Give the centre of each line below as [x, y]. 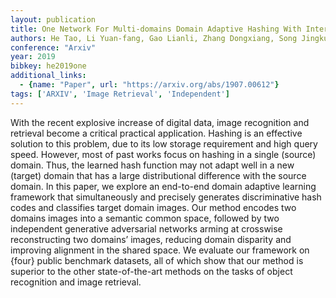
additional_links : [48, 76]
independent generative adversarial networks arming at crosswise [146, 228]
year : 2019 [33, 57]
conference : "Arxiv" [53, 47]
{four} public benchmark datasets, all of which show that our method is [157, 260]
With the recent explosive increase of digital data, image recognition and [160, 122]
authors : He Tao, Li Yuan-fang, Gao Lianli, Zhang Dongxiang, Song [154, 38]
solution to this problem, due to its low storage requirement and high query [164, 143]
